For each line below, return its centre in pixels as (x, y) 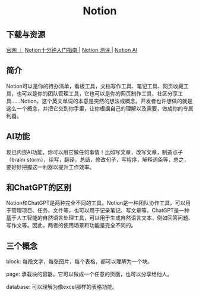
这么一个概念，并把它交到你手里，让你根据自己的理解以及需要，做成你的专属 (100, 108)
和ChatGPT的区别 (39, 188)
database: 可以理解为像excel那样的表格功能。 (62, 287)
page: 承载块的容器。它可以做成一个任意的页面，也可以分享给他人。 (89, 274)
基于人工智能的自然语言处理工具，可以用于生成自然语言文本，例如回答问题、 (100, 218)
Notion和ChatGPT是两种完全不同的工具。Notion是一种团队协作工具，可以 (96, 203)
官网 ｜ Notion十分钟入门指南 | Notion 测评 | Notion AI (72, 50)
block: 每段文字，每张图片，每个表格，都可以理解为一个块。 (80, 261)
